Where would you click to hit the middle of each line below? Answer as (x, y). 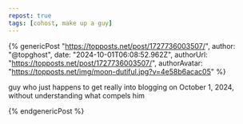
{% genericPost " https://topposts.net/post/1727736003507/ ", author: (122, 46)
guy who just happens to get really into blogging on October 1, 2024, (121, 87)
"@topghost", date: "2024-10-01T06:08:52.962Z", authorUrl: (108, 54)
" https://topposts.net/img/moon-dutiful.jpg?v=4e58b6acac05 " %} (117, 71)
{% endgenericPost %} (46, 111)
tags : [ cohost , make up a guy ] (60, 23)
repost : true (30, 16)
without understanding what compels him (77, 95)
